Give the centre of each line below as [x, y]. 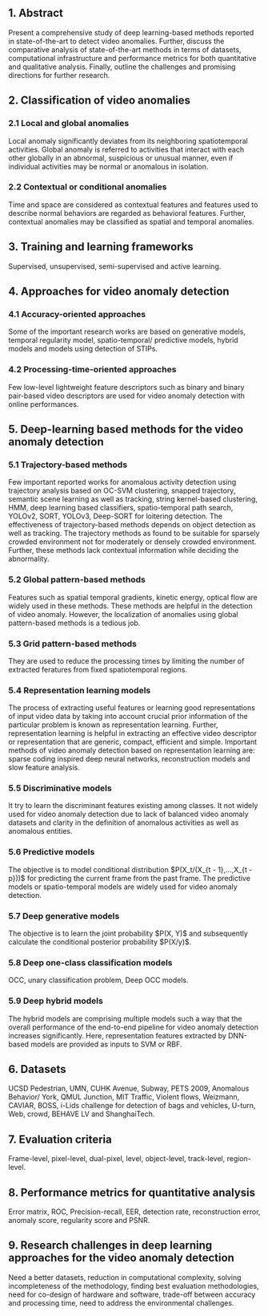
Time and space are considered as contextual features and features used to [133, 205]
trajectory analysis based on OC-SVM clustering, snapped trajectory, [122, 491]
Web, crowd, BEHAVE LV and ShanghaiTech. [82, 1114]
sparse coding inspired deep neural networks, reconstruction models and [129, 759]
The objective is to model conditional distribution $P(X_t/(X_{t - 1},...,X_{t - [130, 869]
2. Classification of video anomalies [99, 101]
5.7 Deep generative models [64, 916]
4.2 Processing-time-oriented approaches [92, 370]
